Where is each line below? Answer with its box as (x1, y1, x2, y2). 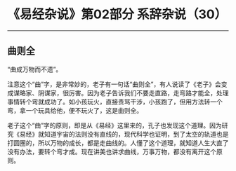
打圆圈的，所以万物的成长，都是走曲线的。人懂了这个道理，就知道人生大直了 (7, 138, 229, 147)
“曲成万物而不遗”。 (7, 64, 63, 74)
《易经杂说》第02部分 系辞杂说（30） (7, 6, 228, 22)
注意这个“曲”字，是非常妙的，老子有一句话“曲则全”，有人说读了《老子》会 (7, 80, 221, 88)
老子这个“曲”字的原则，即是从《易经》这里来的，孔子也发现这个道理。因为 (7, 121, 223, 130)
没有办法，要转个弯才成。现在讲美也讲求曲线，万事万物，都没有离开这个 (7, 147, 216, 156)
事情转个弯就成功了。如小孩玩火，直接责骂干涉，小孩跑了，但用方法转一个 (7, 97, 223, 106)
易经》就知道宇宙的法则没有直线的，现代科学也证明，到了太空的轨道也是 (19, 130, 229, 138)
